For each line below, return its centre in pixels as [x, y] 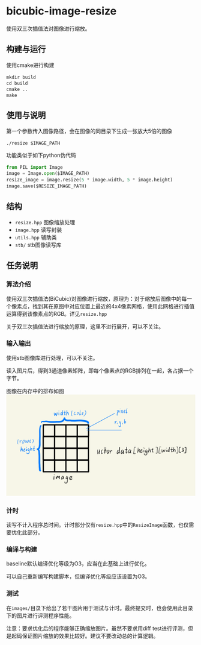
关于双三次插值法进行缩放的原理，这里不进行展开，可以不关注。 [85, 326]
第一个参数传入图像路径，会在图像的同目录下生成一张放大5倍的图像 [89, 131]
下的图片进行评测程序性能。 [40, 615]
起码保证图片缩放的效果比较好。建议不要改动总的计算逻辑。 [85, 636]
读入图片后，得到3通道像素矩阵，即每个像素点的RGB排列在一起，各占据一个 [100, 370]
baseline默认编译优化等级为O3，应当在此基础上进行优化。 [78, 564]
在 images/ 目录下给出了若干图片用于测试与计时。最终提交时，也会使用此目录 [100, 608]
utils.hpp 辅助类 [36, 237]
